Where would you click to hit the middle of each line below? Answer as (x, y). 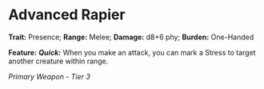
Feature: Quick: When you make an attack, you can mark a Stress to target (132, 52)
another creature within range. (58, 61)
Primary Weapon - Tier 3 (49, 76)
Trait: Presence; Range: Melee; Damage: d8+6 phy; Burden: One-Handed (131, 37)
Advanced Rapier (67, 15)
